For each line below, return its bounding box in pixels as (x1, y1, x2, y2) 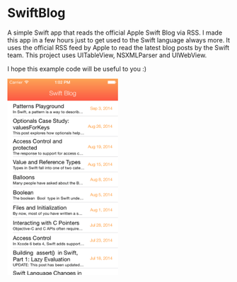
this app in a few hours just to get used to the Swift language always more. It (7, 35, 231, 44)
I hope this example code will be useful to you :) (7, 64, 147, 73)
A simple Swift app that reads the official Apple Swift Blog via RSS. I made (7, 28, 223, 37)
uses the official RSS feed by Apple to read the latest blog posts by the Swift (7, 43, 230, 52)
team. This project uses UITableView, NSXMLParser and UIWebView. (7, 51, 207, 59)
